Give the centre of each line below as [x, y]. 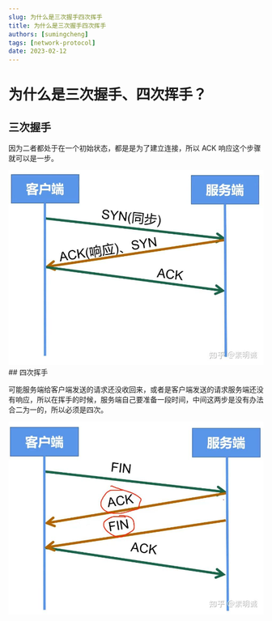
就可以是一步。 [33, 159]
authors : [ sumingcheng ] [49, 34]
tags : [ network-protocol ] [52, 43]
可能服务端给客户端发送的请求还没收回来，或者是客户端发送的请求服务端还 [132, 389]
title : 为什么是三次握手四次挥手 [57, 26]
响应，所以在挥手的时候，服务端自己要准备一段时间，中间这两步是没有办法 [139, 399]
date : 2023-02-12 [38, 51]
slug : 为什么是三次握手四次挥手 [55, 17]
